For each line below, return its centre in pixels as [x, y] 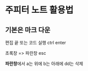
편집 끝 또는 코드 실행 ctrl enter [36, 43]
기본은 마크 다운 [28, 30]
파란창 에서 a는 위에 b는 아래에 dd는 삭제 [44, 64]
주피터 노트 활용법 [39, 10]
